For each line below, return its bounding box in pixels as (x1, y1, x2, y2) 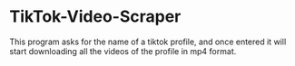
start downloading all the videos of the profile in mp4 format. (9, 45, 237, 56)
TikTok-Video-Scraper (9, 6, 182, 27)
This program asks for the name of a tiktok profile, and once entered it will (9, 36, 287, 47)
